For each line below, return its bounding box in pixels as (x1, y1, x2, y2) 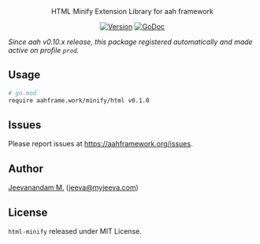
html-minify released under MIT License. (8, 227, 142, 235)
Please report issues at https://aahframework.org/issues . (8, 139, 193, 149)
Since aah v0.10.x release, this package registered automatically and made (8, 37, 254, 46)
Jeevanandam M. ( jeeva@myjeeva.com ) (8, 183, 139, 192)
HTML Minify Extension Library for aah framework (50, 7, 214, 16)
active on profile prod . (8, 46, 80, 54)
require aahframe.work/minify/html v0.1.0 (8, 96, 150, 105)
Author (8, 161, 43, 176)
